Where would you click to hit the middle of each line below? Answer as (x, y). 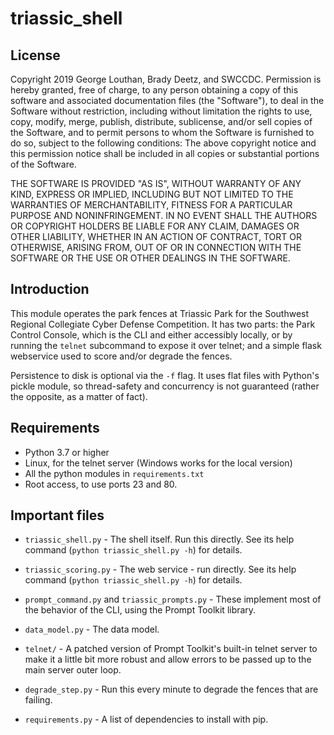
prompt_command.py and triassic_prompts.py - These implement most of (173, 599)
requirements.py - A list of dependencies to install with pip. (146, 719)
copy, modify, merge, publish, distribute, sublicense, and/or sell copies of (161, 121)
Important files (57, 515)
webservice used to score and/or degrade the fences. (121, 356)
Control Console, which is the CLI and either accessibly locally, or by (151, 334)
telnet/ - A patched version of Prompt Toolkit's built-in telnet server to (171, 649)
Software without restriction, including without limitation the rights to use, (161, 111)
